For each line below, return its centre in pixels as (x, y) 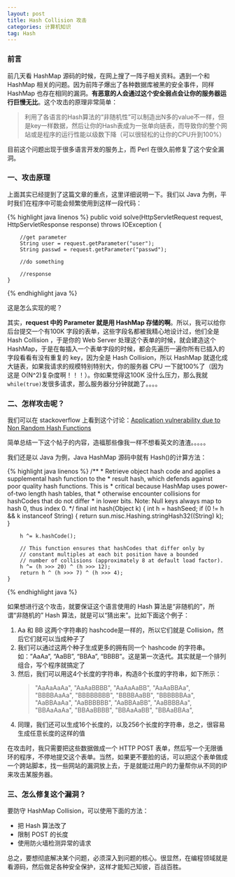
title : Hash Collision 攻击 (47, 20)
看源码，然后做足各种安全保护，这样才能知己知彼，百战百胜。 (96, 867)
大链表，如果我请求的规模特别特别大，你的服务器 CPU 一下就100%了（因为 (115, 366)
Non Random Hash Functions (49, 428)
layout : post (26, 14)
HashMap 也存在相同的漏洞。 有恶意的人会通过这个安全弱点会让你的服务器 (114, 93)
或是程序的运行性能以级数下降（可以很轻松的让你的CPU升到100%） (128, 134)
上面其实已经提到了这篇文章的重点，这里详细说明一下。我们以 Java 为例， (114, 194)
